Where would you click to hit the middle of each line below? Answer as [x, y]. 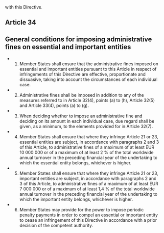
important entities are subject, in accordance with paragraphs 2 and [88, 179]
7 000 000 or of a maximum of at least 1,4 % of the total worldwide [87, 189]
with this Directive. [24, 7]
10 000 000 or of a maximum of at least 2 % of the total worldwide [87, 153]
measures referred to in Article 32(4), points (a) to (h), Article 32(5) [87, 101]
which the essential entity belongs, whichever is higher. [75, 163]
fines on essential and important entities [68, 47]
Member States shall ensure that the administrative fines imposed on [89, 64]
